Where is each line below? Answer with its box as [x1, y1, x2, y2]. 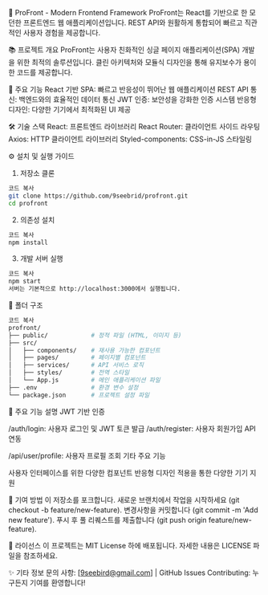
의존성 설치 [19, 214, 55, 224]
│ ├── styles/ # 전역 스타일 [8, 369, 130, 377]
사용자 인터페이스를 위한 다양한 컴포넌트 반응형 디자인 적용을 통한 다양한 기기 [8, 467, 249, 477]
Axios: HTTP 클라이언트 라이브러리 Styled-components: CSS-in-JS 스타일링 [8, 134, 253, 144]
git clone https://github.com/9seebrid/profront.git [8, 192, 189, 200]
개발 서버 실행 [19, 254, 63, 263]
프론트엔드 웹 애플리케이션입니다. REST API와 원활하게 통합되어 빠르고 [22, 18, 243, 27]
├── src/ [8, 339, 38, 347]
